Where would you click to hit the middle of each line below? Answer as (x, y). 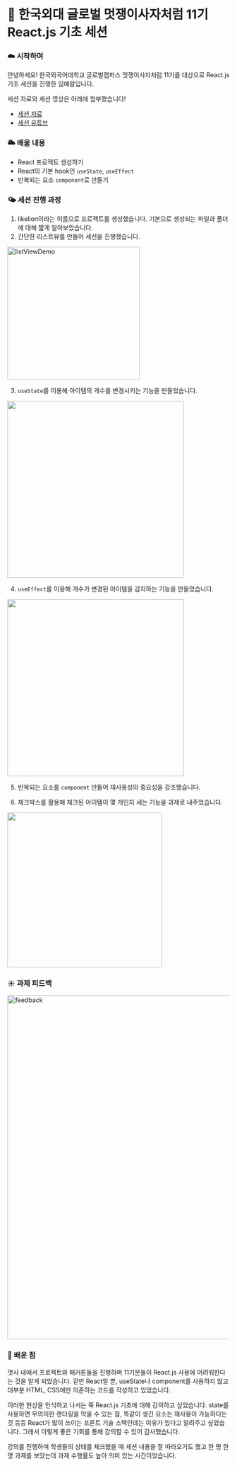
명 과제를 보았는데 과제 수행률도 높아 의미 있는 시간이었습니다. (92, 1455)
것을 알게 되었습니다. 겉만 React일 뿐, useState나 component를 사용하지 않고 (122, 1381)
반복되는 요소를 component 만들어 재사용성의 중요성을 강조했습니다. (109, 788)
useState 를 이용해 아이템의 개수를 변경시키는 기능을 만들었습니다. (107, 391)
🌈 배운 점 (22, 1356)
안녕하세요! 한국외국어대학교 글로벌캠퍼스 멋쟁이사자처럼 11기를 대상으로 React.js (119, 75)
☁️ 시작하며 (25, 56)
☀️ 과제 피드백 (30, 983)
